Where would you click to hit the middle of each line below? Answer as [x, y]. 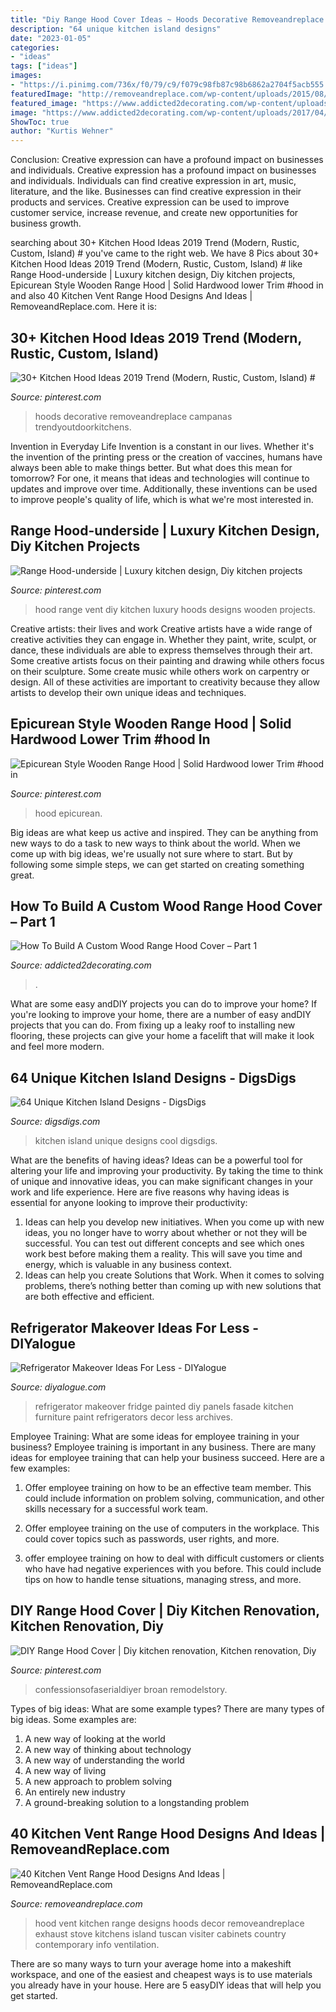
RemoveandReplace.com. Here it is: [83, 307]
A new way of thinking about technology [108, 1749]
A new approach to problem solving [98, 1781]
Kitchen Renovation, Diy [87, 1626]
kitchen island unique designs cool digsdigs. [126, 1141]
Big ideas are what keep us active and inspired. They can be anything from [164, 832]
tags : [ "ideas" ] [44, 66]
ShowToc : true [40, 122]
